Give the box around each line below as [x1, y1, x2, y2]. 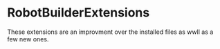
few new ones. [7, 35, 49, 43]
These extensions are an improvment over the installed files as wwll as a [7, 28, 214, 36]
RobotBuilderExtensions [7, 5, 150, 21]
